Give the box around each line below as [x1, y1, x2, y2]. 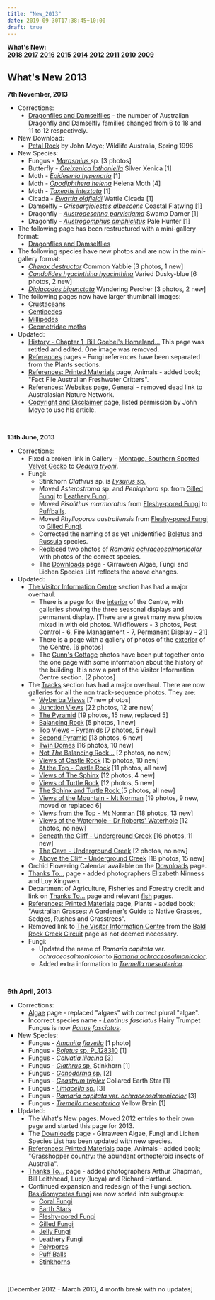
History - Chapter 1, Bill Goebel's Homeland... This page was [28, 338, 204, 346]
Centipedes [28, 307, 62, 316]
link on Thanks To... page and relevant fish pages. [28, 892, 174, 900]
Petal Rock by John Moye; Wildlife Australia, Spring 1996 [28, 141, 194, 150]
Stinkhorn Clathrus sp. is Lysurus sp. [38, 477, 146, 486]
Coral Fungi [38, 1197, 73, 1206]
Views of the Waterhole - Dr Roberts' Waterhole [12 [38, 816, 189, 825]
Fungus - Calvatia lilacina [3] [28, 1054, 114, 1062]
